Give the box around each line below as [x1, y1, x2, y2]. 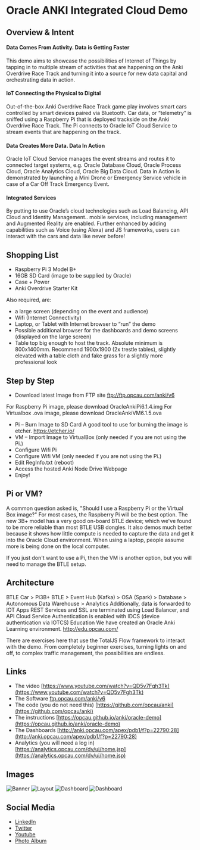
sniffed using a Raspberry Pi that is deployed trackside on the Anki [6, 116, 170, 123]
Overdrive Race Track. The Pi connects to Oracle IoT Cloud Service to [6, 122, 177, 129]
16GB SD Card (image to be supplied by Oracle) [14, 272, 132, 279]
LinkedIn [14, 818, 36, 826]
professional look [14, 359, 58, 366]
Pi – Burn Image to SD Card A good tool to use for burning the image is [14, 421, 188, 428]
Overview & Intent [6, 27, 74, 38]
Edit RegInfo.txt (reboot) [14, 459, 74, 466]
